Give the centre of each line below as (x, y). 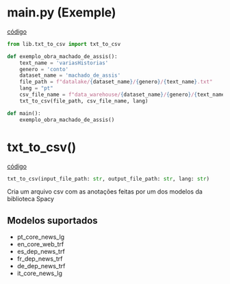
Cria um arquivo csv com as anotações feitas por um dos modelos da (105, 192)
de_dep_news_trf (41, 266)
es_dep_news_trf (41, 252)
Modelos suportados (52, 220)
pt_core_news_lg (41, 237)
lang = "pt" (36, 88)
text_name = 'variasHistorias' (64, 63)
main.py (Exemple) (62, 13)
